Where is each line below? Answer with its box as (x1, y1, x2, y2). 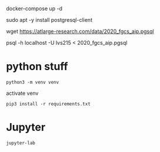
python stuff (6, 60, 68, 73)
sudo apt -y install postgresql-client (6, 16, 93, 23)
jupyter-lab (6, 140, 35, 146)
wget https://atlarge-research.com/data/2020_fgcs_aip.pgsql (6, 28, 154, 35)
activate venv (6, 90, 39, 97)
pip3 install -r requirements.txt (6, 101, 91, 107)
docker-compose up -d (6, 5, 63, 12)
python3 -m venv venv (6, 79, 59, 85)
